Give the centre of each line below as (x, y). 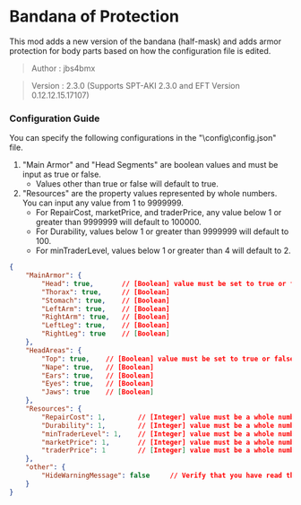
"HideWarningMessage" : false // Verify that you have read (162, 476)
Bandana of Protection (94, 17)
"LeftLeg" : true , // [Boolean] (106, 326)
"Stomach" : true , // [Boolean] (106, 300)
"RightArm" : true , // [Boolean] (106, 317)
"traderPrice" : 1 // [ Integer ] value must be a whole (158, 450)
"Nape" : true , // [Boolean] (98, 367)
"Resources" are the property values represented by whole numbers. (150, 194)
